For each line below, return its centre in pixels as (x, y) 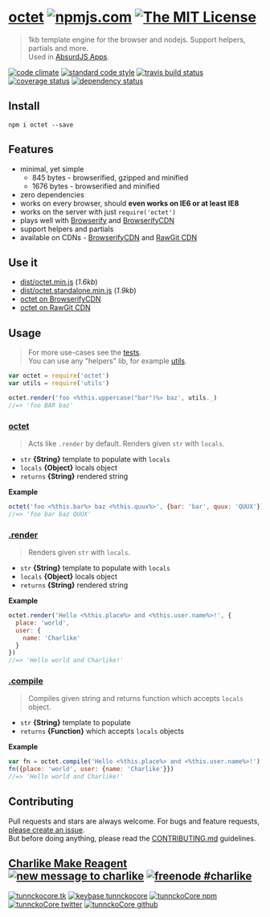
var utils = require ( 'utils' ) (59, 384)
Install (24, 106)
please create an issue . (47, 829)
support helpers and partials (67, 229)
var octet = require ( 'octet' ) (59, 376)
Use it (23, 262)
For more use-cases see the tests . (85, 353)
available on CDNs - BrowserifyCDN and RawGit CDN (108, 237)
